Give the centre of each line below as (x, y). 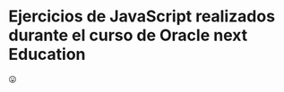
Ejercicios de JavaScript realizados (142, 17)
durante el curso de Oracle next (128, 35)
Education (47, 54)
